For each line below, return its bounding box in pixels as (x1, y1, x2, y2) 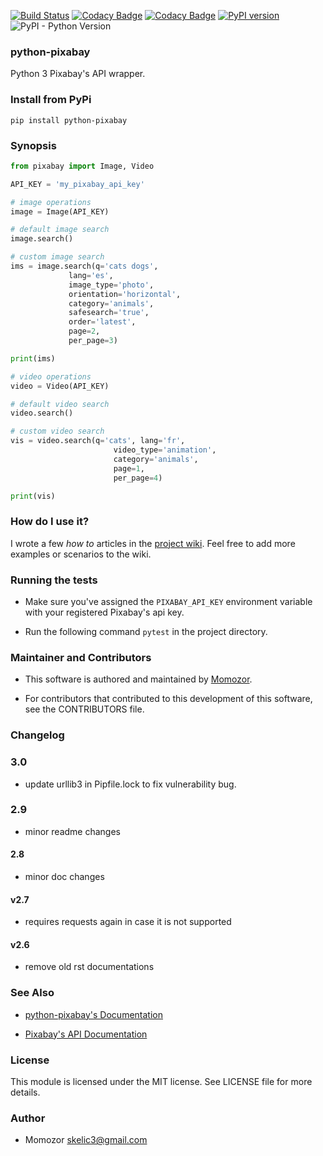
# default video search (10, 399, 110, 409)
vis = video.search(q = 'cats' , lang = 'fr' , (10, 436, 186, 446)
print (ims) (10, 353, 56, 364)
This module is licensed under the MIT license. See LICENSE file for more (10, 1076, 313, 1087)
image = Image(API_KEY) (10, 206, 110, 217)
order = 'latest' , (68, 317, 137, 327)
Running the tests (10, 573, 98, 587)
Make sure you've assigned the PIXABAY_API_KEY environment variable (24, 595, 313, 607)
